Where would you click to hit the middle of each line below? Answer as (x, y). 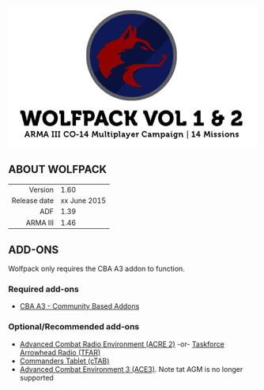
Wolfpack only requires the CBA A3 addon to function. (97, 268)
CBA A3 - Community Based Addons (79, 306)
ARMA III (40, 223)
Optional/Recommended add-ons (74, 327)
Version (41, 189)
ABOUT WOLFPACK (58, 169)
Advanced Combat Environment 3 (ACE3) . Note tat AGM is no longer (131, 369)
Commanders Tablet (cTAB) (64, 361)
